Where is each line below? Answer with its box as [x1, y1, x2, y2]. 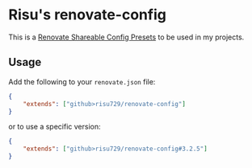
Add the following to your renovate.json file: [8, 76, 156, 86]
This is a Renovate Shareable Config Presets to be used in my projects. [8, 32, 245, 42]
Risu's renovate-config [8, 6, 167, 24]
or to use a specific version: [8, 122, 101, 132]
